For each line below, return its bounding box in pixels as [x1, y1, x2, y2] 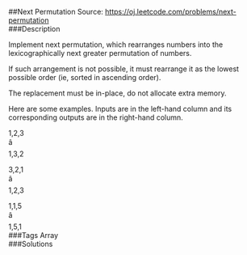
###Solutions [8, 239, 53, 249]
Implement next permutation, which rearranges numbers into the [8, 40, 224, 49]
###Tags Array [8, 231, 59, 240]
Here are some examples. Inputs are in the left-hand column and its [8, 104, 232, 113]
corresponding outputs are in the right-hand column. [8, 113, 183, 122]
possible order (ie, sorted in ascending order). [8, 73, 161, 82]
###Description [8, 24, 61, 33]
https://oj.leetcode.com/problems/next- [104, 7, 237, 16]
